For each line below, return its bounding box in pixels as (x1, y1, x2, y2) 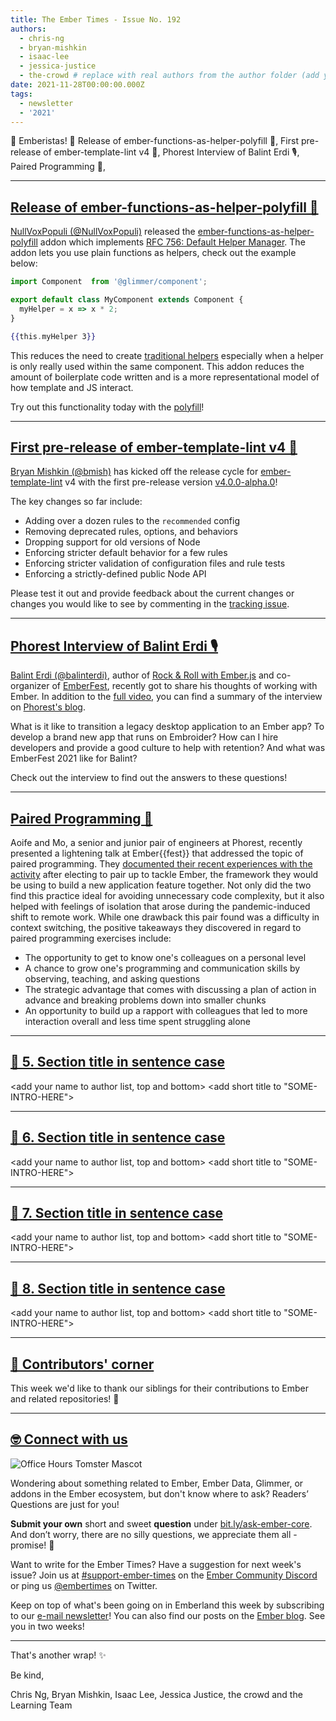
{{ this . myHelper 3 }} (10, 331, 97, 341)
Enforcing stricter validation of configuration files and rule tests (24, 557, 286, 570)
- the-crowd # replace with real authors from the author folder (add (19, 71, 320, 81)
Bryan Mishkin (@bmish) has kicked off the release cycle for (10, 466, 259, 478)
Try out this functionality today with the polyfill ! (10, 401, 205, 413)
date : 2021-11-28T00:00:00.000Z (10, 80, 145, 90)
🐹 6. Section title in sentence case (10, 1129, 226, 1146)
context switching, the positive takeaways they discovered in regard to (10, 922, 302, 933)
